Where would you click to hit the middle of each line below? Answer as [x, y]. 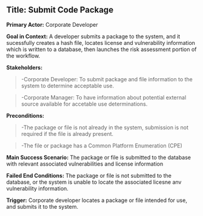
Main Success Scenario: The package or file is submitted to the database [99, 157]
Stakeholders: [25, 67]
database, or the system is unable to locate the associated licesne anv [94, 182]
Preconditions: [25, 115]
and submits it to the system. [42, 206]
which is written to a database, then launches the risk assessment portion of [101, 49]
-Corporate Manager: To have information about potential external [104, 97]
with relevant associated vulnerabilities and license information [85, 164]
